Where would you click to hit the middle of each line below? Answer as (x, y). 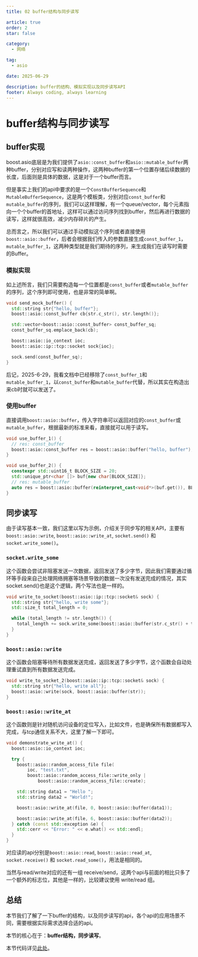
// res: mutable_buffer (40, 482)
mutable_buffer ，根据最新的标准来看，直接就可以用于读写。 (79, 427)
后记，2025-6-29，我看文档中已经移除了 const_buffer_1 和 (77, 374)
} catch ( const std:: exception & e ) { (58, 824)
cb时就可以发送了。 (35, 389)
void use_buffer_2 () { (34, 466)
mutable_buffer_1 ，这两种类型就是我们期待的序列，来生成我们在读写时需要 (97, 246)
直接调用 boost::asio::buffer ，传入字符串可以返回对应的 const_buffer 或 (93, 420)
